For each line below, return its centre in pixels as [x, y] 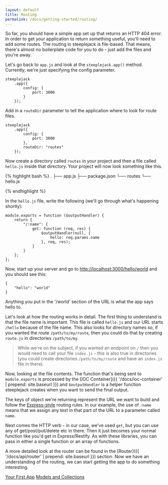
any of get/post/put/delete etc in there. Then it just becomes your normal [81, 431]
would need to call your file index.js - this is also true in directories [87, 354]
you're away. [18, 55]
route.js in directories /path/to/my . [42, 338]
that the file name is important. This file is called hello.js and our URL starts [84, 322]
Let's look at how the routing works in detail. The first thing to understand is [83, 317]
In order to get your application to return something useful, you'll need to [80, 39]
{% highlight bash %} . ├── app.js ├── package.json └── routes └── [78, 176]
